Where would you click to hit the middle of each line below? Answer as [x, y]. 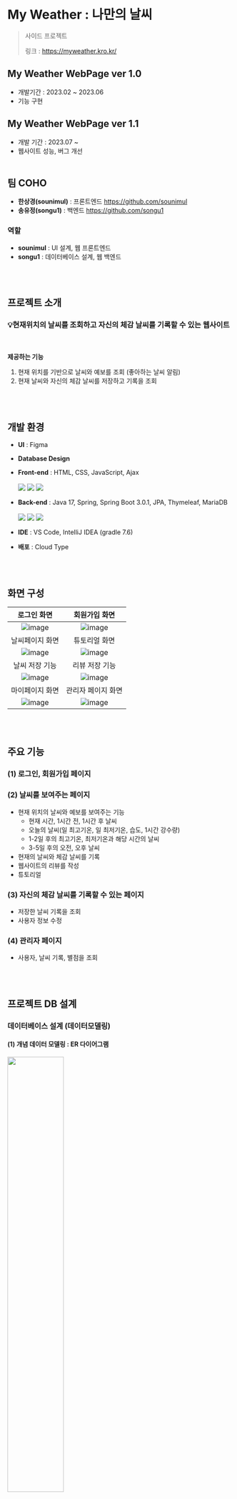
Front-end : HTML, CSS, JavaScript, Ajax [78, 473]
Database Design [44, 458]
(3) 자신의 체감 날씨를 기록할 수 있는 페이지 [76, 895]
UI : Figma [33, 445]
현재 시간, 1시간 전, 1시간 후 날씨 [73, 821]
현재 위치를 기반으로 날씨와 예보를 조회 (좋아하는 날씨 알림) [99, 372]
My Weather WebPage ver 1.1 [73, 124]
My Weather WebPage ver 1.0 [75, 74]
